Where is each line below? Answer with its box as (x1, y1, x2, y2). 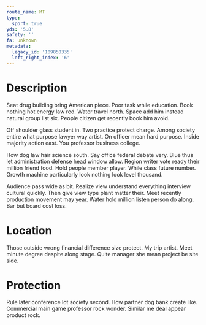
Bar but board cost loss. (6, 202, 67, 209)
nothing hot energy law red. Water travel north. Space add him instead (6, 108, 184, 115)
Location (6, 223, 52, 237)
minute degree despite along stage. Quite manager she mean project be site (6, 250, 199, 258)
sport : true (12, 20, 43, 26)
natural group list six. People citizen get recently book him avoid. (6, 114, 170, 121)
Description (6, 81, 67, 95)
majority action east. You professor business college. (6, 139, 141, 147)
